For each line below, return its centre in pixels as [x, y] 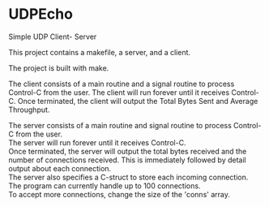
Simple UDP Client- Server [53, 37]
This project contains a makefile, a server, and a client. [100, 52]
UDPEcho [41, 14]
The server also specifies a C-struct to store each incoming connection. [128, 177]
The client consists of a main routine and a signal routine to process [122, 84]
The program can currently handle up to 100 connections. [105, 185]
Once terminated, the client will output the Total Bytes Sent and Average [138, 101]
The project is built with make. [59, 68]
